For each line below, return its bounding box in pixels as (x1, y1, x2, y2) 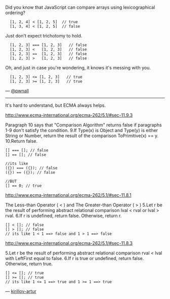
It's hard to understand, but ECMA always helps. (5, 102, 106, 108)
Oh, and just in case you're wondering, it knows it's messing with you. (5, 65, 151, 70)
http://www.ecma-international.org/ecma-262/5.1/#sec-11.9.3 (5, 112, 133, 118)
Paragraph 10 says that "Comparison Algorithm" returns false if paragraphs (5, 122, 162, 128)
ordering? (5, 10, 25, 16)
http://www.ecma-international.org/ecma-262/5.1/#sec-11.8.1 (5, 192, 132, 198)
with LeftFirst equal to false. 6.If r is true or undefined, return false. (5, 255, 144, 261)
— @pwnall (5, 88, 29, 94)
